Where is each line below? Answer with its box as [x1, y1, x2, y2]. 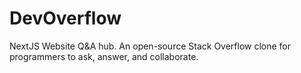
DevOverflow [9, 7, 122, 30]
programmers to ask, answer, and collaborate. [9, 50, 199, 62]
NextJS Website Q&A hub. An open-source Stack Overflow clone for [9, 40, 292, 52]
